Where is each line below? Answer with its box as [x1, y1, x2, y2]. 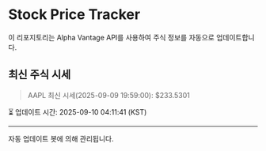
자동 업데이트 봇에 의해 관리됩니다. [8, 134, 114, 143]
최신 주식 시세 [8, 68, 71, 81]
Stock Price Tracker [8, 6, 141, 24]
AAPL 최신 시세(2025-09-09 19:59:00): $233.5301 [27, 90, 190, 100]
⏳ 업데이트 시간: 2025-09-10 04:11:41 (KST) [8, 107, 147, 116]
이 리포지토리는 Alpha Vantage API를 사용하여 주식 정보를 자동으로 [8, 32, 215, 42]
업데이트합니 [216, 32, 255, 42]
